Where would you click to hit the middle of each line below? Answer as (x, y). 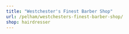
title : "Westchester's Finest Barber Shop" (60, 11)
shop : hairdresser (28, 22)
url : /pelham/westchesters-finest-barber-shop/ (65, 17)
